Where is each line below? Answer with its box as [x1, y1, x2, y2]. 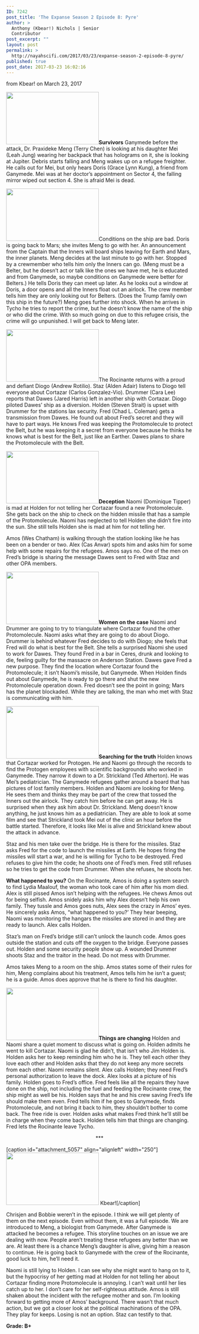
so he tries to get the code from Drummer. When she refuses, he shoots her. [6, 866, 192, 873]
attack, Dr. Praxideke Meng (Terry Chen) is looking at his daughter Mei [6, 145, 178, 152]
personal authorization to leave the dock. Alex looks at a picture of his [6, 1073, 176, 1080]
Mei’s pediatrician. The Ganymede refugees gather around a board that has [6, 778, 190, 786]
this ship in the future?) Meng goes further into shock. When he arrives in [6, 298, 185, 306]
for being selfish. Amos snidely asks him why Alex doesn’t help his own [6, 896, 181, 903]
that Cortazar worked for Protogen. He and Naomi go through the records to [6, 759, 192, 767]
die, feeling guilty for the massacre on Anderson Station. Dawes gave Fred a [6, 657, 192, 664]
